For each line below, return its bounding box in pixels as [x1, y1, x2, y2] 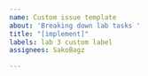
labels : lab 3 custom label [9, 37, 113, 47]
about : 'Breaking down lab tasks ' [9, 21, 141, 30]
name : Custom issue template [9, 12, 117, 22]
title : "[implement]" [9, 29, 90, 38]
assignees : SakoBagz [9, 46, 86, 55]
